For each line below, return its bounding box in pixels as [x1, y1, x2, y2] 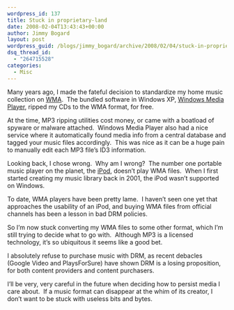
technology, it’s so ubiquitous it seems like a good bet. [7, 238, 163, 246]
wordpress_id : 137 [7, 10, 61, 17]
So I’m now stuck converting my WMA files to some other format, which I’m [7, 223, 224, 231]
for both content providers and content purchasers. [7, 266, 155, 274]
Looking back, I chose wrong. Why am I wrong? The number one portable [7, 159, 222, 167]
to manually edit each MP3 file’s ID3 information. [7, 146, 146, 154]
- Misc [13, 68, 33, 75]
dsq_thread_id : [7, 49, 52, 56]
